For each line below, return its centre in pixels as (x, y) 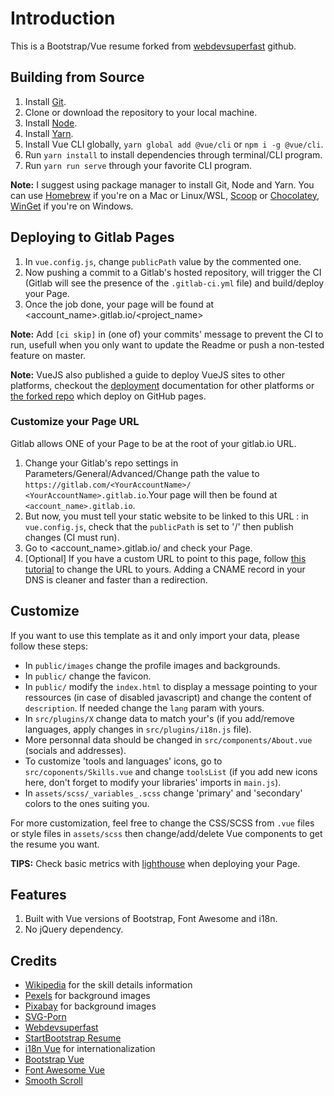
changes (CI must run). (72, 537)
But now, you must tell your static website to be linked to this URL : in (166, 516)
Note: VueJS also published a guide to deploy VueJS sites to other (148, 374)
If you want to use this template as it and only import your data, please (155, 635)
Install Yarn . (49, 133)
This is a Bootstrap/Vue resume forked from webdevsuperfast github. (153, 46)
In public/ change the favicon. (88, 676)
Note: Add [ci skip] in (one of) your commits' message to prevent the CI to (167, 334)
